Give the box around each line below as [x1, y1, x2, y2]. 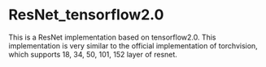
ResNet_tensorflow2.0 [8, 6, 164, 24]
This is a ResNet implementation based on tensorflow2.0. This [8, 32, 217, 42]
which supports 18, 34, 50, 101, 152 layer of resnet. [8, 49, 177, 59]
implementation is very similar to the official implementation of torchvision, [8, 40, 258, 50]
